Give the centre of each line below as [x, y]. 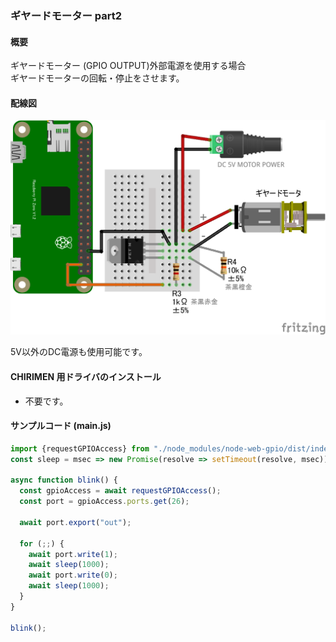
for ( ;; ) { [42, 543]
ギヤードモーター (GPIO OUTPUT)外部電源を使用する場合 [128, 66]
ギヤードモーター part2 [66, 15]
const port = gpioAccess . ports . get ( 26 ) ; [104, 502]
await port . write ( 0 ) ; [73, 575]
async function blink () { [64, 480]
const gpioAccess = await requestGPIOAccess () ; [120, 491]
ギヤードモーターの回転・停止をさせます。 [97, 78]
